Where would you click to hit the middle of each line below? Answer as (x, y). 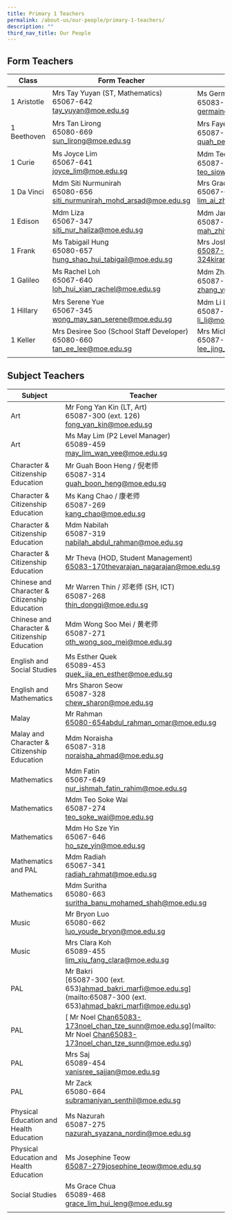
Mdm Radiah (86, 857)
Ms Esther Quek (91, 656)
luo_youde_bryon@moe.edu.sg (115, 931)
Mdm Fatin (83, 771)
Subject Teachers (46, 376)
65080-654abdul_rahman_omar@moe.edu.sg (141, 722)
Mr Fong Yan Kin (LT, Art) (106, 407)
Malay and (28, 733)
